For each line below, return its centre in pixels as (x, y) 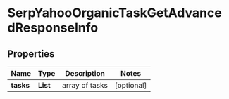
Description (85, 73)
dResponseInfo (53, 28)
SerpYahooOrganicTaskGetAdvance (114, 13)
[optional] (131, 85)
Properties (31, 54)
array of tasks (85, 85)
